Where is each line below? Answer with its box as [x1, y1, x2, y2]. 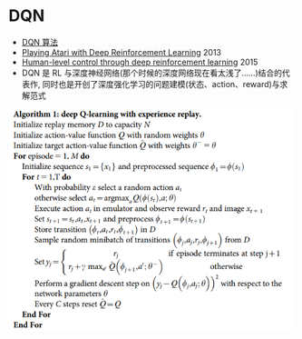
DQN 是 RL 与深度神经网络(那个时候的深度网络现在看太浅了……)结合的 [21, 67, 283, 78]
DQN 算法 [21, 36, 59, 47]
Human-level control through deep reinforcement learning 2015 [21, 56, 258, 67]
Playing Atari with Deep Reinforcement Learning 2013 [21, 46, 221, 57]
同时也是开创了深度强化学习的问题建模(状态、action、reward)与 [42, 78, 280, 89]
